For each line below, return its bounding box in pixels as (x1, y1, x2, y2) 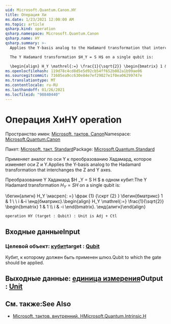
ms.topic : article (5, 21, 44, 27)
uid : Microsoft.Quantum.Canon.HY (5, 7, 76, 13)
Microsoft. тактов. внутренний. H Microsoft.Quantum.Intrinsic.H (12, 313, 147, 319)
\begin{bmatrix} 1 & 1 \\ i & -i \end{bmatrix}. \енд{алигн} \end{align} (5, 204, 146, 210)
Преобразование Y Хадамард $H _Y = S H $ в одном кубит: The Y (5, 176, 147, 183)
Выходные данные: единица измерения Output (5, 274, 163, 283)
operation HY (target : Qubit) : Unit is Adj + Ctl (5, 214, 117, 219)
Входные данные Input (5, 227, 80, 236)
